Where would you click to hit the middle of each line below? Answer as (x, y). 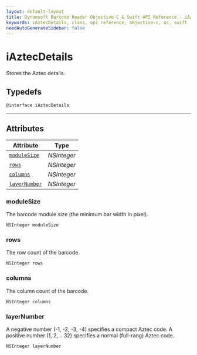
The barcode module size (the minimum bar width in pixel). (77, 215)
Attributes (25, 129)
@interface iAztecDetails (38, 105)
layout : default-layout (35, 11)
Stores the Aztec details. (36, 73)
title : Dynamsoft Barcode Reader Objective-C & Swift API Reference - (94, 17)
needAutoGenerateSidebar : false (45, 28)
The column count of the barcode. (47, 291)
